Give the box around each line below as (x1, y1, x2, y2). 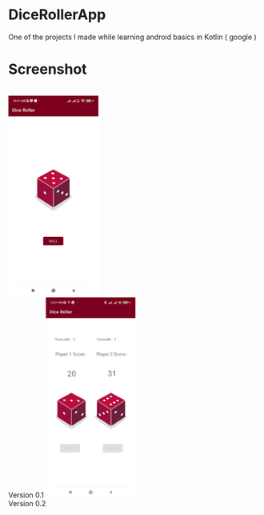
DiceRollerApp (8, 6, 106, 24)
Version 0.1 (8, 490, 44, 500)
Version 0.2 (8, 498, 46, 508)
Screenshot (8, 60, 87, 78)
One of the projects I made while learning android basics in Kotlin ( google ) (8, 32, 258, 42)
